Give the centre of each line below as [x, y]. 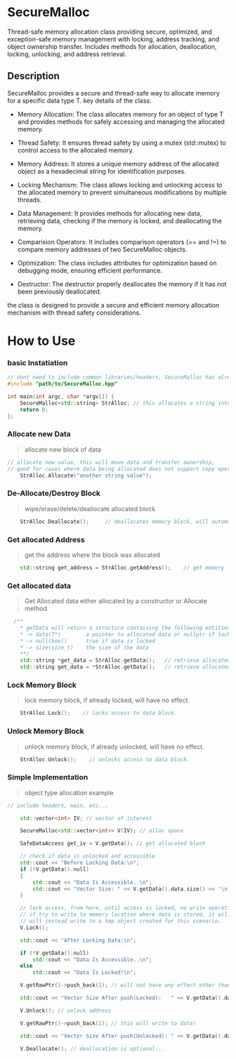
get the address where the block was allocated [92, 555]
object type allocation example [69, 792]
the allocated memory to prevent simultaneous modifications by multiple [122, 192]
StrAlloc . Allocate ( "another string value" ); [86, 475]
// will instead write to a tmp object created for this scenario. [120, 921]
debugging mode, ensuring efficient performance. [90, 270]
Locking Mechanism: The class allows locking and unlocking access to [120, 185]
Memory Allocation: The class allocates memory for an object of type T [120, 114]
